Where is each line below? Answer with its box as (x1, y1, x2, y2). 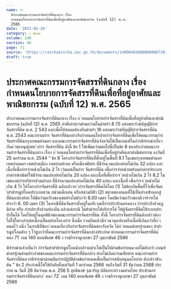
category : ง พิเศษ (6, 31, 41, 36)
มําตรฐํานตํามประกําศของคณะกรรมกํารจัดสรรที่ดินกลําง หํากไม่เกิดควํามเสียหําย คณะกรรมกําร (6, 251, 158, 257)
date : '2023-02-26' (6, 26, 48, 31)
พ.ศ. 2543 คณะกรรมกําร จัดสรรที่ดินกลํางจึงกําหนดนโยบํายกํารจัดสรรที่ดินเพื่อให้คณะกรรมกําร (6, 132, 163, 138)
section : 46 (6, 40, 31, 45)
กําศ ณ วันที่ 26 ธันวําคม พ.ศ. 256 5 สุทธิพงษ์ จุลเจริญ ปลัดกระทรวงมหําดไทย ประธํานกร (6, 267, 156, 273)
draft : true (6, 54, 31, 60)
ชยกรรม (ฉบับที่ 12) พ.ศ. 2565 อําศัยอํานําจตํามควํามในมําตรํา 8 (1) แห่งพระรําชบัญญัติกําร (6, 121, 158, 127)
